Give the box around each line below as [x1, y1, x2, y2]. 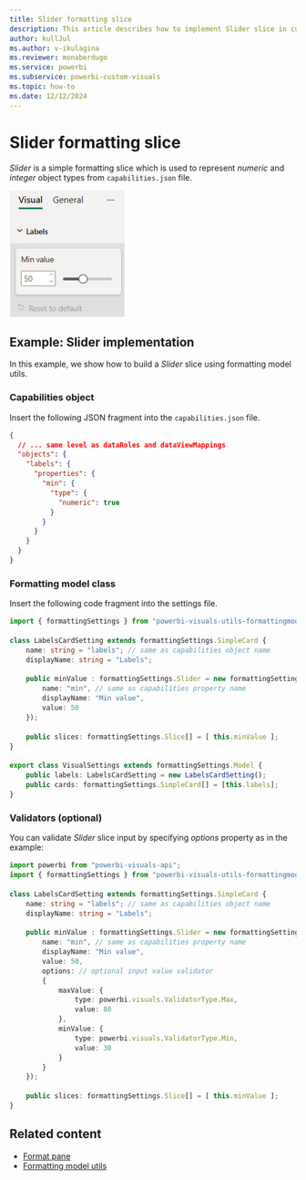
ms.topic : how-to [9, 82, 76, 91]
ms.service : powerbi [9, 63, 88, 72]
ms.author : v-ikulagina [9, 44, 100, 53]
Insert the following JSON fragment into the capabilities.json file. [9, 411, 260, 423]
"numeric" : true [57, 498, 120, 507]
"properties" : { [33, 470, 96, 479]
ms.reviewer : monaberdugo [9, 53, 107, 63]
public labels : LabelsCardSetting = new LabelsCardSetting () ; [25, 771, 267, 780]
